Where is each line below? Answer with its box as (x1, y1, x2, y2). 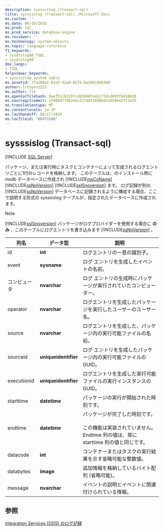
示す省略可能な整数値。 (92, 455, 146, 462)
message (7, 484, 29, 491)
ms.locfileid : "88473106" (5, 116, 58, 121)
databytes (7, 468, 31, 475)
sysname (40, 262, 62, 268)
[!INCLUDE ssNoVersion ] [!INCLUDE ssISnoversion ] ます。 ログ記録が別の (5, 182, 151, 188)
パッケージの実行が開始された (82, 394, 151, 401)
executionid (7, 377, 35, 384)
